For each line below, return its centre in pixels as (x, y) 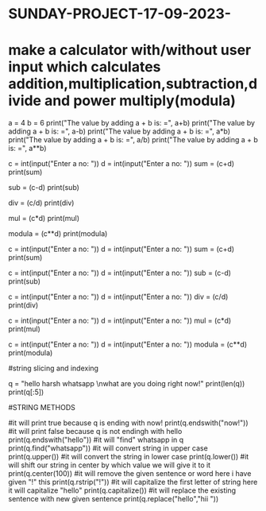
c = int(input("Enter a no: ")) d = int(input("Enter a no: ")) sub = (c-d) (120, 273)
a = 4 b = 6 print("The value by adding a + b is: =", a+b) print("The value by (132, 123)
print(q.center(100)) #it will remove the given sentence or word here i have (130, 474)
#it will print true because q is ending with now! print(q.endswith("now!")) (128, 423)
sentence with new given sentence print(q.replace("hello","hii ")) (114, 499)
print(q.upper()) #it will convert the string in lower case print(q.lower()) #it (129, 457)
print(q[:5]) (26, 392)
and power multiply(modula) (140, 101)
